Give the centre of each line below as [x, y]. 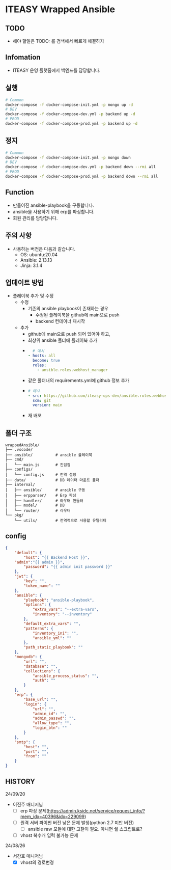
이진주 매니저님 [28, 804]
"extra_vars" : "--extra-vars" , [66, 610]
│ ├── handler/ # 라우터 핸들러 [44, 501]
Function [20, 192]
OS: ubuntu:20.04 [39, 254]
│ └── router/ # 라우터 [38, 511]
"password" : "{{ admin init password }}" [68, 567]
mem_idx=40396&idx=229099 [52, 817]
